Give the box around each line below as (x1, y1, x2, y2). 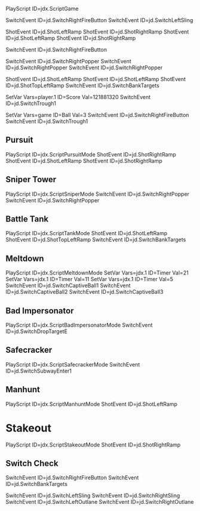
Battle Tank (5, 214, 49, 224)
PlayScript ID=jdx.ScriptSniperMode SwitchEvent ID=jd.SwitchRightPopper (5, 190, 189, 198)
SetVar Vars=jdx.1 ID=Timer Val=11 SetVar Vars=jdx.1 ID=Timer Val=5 (5, 276, 174, 283)
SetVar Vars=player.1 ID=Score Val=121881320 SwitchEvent (5, 94, 151, 100)
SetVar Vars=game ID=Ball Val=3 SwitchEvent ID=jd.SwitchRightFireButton (5, 112, 189, 118)
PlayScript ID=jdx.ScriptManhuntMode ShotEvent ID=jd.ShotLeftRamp (5, 400, 177, 408)
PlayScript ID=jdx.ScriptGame (5, 5, 79, 12)
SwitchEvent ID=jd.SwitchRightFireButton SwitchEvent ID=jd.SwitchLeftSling (5, 17, 193, 23)
